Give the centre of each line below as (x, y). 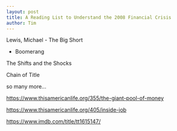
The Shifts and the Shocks (39, 63)
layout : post (23, 12)
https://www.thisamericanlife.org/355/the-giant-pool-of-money (85, 98)
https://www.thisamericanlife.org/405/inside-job (66, 110)
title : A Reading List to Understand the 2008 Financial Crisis (89, 17)
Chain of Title (23, 75)
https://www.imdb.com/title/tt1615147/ (53, 121)
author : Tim (21, 23)
